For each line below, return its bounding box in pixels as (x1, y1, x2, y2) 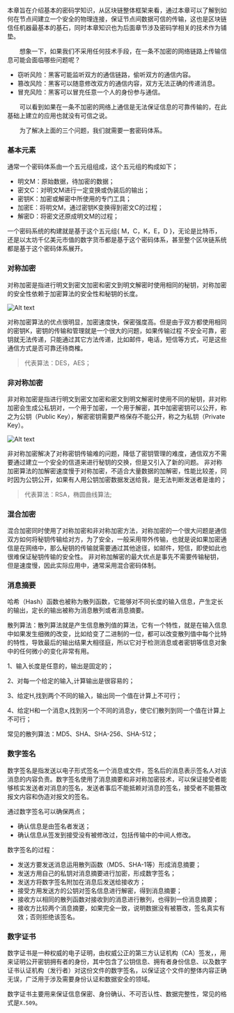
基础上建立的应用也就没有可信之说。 (7, 111, 111, 120)
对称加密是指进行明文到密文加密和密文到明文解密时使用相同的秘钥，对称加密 (7, 281, 227, 289)
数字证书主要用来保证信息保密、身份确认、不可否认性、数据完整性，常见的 (7, 990, 221, 998)
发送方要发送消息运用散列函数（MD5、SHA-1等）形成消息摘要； (17, 860, 202, 869)
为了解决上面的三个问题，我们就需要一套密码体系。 (19, 126, 166, 134)
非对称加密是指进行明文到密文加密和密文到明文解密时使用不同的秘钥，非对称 (7, 394, 227, 403)
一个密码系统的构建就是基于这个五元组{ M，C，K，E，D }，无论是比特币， (7, 227, 221, 235)
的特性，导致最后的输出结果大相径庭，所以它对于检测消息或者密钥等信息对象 (7, 638, 227, 647)
